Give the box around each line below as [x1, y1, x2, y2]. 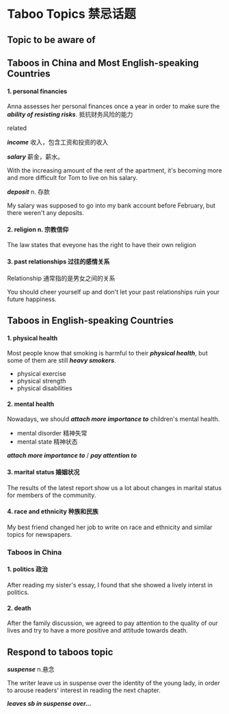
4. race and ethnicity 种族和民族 [7, 507, 99, 515]
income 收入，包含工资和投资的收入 [7, 138, 109, 146]
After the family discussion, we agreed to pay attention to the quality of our [7, 619, 219, 627]
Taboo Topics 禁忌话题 [7, 6, 137, 22]
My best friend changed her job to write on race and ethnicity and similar [7, 523, 213, 531]
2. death [7, 604, 31, 612]
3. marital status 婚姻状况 [7, 468, 80, 476]
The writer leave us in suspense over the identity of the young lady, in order [7, 678, 221, 687]
